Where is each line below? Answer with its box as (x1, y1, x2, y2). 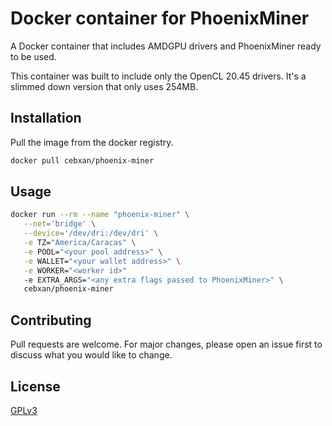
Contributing (10, 312, 92, 329)
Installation (10, 110, 82, 127)
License (10, 378, 61, 395)
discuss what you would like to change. (10, 349, 173, 361)
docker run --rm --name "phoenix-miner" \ (10, 210, 190, 220)
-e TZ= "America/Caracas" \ (23, 238, 137, 248)
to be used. (10, 50, 57, 62)
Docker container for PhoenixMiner (10, 7, 310, 30)
